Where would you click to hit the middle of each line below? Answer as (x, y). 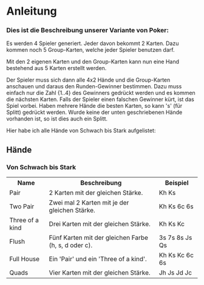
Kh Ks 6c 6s (176, 206)
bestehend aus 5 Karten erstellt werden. (56, 68)
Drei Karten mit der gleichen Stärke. (100, 224)
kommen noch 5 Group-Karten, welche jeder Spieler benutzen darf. (90, 50)
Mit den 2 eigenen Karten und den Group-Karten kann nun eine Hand (93, 62)
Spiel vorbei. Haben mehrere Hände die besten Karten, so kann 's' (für (94, 106)
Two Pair (22, 206)
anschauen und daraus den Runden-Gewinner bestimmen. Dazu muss (94, 86)
